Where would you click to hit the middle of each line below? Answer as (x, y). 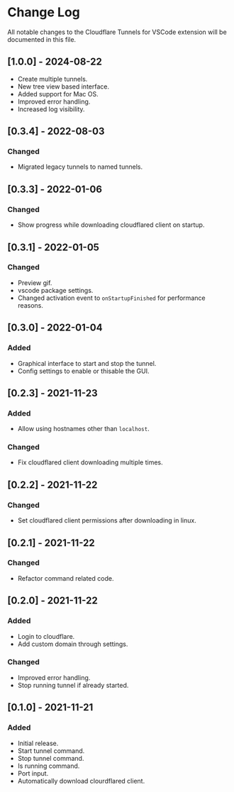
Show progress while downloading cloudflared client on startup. (111, 225)
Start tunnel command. (51, 751)
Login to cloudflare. (46, 636)
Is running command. (49, 766)
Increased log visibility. (51, 109)
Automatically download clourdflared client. (81, 781)
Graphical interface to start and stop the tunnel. (87, 363)
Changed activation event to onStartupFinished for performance (111, 298)
